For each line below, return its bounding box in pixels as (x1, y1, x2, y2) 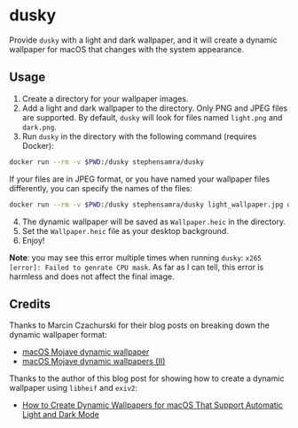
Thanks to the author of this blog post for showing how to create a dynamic (9, 373, 285, 384)
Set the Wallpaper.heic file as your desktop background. (21, 225, 229, 236)
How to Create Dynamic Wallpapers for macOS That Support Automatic (21, 400, 284, 410)
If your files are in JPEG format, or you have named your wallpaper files (9, 174, 271, 184)
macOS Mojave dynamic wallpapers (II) (21, 356, 166, 367)
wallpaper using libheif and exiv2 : (9, 383, 138, 393)
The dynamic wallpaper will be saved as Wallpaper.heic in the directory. (21, 216, 286, 227)
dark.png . (21, 121, 58, 132)
